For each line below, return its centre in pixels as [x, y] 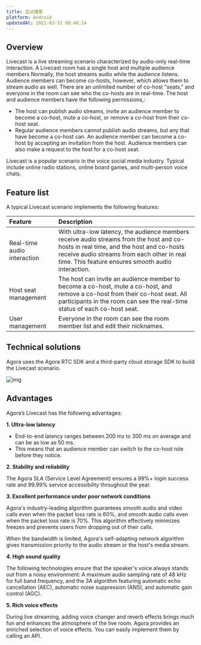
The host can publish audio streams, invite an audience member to [97, 111]
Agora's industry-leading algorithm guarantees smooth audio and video [94, 508]
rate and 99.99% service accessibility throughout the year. [79, 485]
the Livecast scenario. [33, 368]
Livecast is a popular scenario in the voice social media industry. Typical [95, 161]
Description [75, 222]
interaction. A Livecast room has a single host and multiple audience [90, 68]
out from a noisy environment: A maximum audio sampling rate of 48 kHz [96, 574]
